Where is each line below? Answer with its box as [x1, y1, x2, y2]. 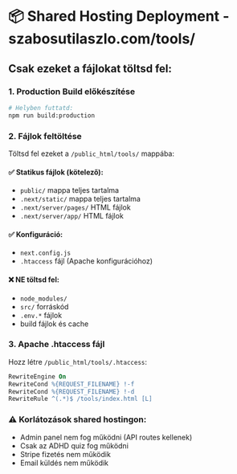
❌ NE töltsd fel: [8, 275, 60, 284]
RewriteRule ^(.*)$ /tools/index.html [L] [8, 395, 153, 403]
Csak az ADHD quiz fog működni [19, 440, 129, 451]
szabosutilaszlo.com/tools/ [8, 30, 195, 48]
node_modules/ [19, 295, 67, 303]
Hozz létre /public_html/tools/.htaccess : [8, 357, 147, 366]
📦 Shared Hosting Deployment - [8, 7, 230, 26]
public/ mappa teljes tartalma [19, 186, 119, 195]
